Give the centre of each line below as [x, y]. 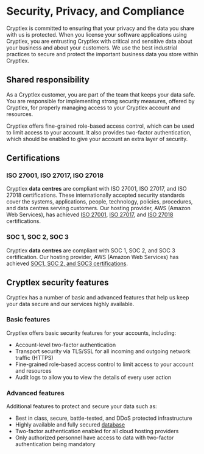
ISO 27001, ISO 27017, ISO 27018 [55, 175]
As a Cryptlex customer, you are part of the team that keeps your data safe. [101, 94]
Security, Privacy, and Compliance [95, 11]
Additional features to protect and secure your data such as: [82, 406]
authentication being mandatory [55, 444]
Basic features [28, 320]
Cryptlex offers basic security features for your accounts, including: [91, 333]
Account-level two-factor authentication [65, 345]
